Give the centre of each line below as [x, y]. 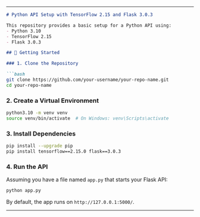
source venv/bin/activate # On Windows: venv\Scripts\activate [87, 118]
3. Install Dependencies [41, 133]
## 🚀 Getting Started [33, 53]
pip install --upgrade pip [40, 146]
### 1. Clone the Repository [42, 64]
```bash [16, 74]
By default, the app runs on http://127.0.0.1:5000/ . [71, 202]
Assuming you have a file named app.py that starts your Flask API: [87, 180]
